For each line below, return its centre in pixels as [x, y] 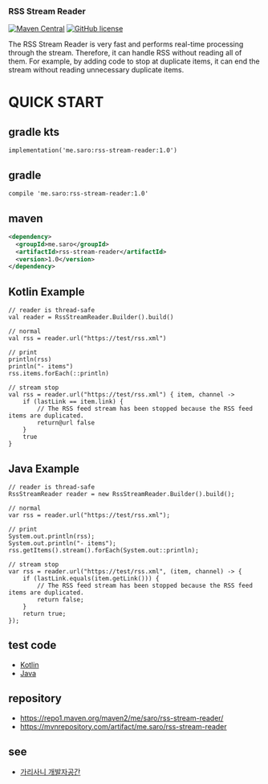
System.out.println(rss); [51, 536]
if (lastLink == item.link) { [73, 402]
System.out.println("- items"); [62, 543]
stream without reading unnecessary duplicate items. [96, 70]
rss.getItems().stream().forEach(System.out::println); [104, 550]
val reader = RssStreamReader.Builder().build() [91, 318]
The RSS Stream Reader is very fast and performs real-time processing [126, 44]
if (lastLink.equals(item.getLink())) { [91, 578]
